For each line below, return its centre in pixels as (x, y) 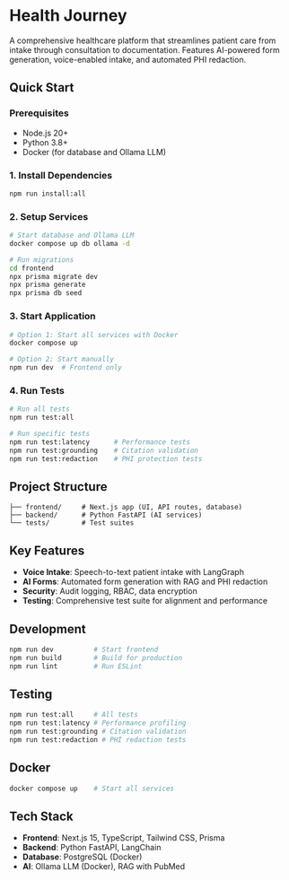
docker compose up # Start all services (92, 789)
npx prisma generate (48, 285)
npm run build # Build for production (96, 658)
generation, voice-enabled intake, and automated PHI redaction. (128, 59)
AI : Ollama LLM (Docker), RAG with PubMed (104, 867)
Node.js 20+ (45, 133)
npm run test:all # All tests (74, 715)
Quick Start (42, 87)
